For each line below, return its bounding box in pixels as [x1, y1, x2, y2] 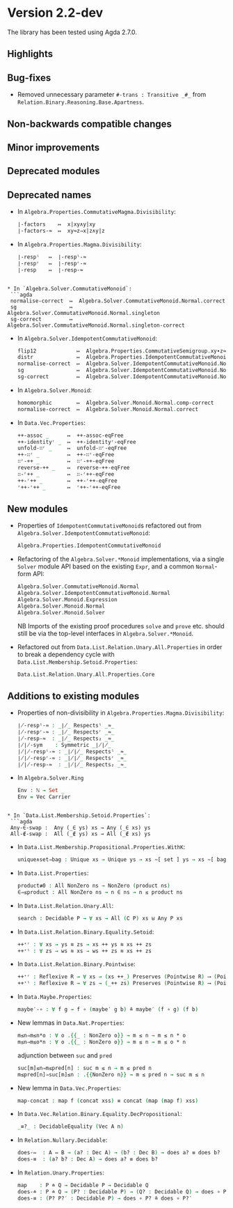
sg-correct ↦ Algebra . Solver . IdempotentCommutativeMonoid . [17, 373, 220, 380]
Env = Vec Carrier [17, 793, 71, 800]
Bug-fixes [7, 72, 51, 84]
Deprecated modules [7, 165, 100, 177]
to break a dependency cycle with [17, 650, 115, 658]
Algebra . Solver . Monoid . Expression [17, 596, 118, 603]
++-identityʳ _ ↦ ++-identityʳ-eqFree [17, 438, 136, 445]
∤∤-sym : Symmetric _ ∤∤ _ [17, 741, 111, 748]
